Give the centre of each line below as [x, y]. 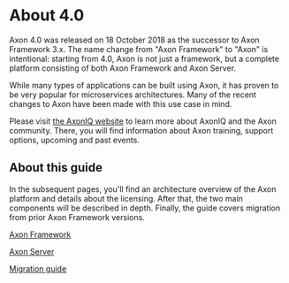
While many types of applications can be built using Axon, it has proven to [144, 85]
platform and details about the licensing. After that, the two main [126, 198]
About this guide [56, 168]
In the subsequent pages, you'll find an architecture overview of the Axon [143, 189]
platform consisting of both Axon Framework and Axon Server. [123, 68]
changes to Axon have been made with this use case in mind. [121, 103]
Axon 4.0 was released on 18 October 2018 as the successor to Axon [134, 40]
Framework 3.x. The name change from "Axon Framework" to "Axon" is [139, 49]
